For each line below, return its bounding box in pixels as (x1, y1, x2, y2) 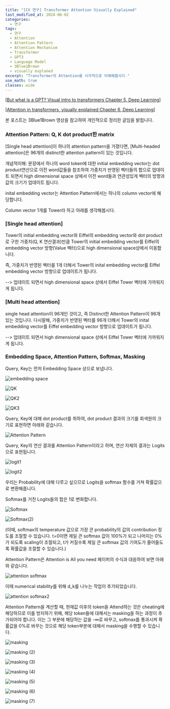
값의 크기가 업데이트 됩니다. (5, 179, 60, 185)
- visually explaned (10, 69, 53, 74)
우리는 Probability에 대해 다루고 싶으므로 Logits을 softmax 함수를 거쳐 (5, 479, 145, 485)
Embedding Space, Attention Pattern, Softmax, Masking (5, 353, 145, 360)
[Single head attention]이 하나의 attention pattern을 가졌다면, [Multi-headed (5, 143, 160, 149)
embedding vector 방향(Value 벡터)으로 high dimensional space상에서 (5, 245, 148, 251)
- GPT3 (10, 54, 24, 60)
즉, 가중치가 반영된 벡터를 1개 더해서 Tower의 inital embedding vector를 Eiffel (5, 262, 160, 268)
